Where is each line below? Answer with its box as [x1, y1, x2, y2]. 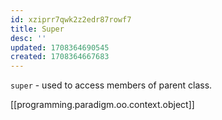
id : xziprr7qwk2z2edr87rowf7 [10, 14, 132, 25]
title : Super [10, 24, 65, 34]
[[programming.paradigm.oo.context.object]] [10, 99, 195, 111]
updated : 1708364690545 [10, 42, 110, 53]
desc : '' [10, 33, 47, 43]
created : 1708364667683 [10, 52, 110, 62]
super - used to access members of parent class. [10, 79, 213, 91]
